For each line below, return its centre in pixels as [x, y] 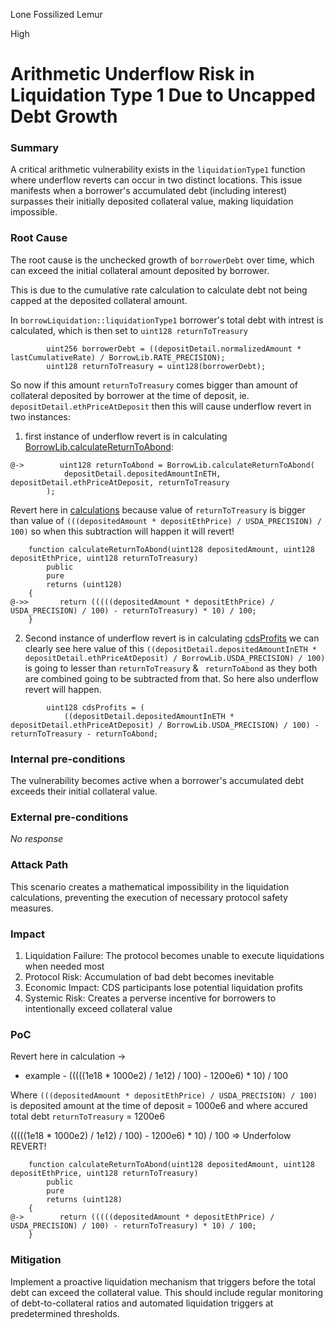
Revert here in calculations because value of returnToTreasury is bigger [158, 510]
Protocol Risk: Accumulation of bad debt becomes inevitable [149, 976]
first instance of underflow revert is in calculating [126, 436]
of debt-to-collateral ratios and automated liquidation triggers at [142, 1303]
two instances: [40, 416]
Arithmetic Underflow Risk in [132, 74]
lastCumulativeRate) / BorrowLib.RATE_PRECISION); [118, 357]
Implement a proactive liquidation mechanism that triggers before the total [163, 1281]
